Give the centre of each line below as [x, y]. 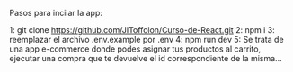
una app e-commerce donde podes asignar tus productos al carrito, [135, 49]
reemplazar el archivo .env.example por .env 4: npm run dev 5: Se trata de [147, 40]
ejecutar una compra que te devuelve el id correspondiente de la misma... [146, 58]
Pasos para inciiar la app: [56, 13]
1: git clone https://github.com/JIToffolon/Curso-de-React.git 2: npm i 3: [142, 30]
